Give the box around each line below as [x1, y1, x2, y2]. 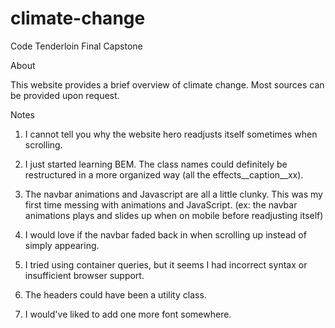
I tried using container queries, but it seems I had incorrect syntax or [24, 258, 308, 271]
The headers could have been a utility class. [24, 288, 207, 301]
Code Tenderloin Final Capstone [10, 40, 143, 52]
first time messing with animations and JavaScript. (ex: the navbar [24, 198, 298, 211]
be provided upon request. [10, 89, 120, 101]
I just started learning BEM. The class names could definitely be [24, 158, 288, 170]
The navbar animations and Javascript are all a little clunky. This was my [24, 188, 323, 200]
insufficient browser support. [24, 269, 145, 281]
